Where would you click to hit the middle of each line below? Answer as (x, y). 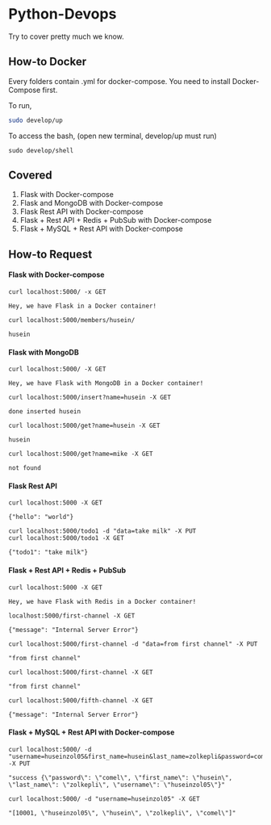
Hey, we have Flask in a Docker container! (83, 306)
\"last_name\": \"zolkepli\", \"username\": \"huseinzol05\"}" (117, 785)
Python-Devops (63, 14)
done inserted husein (45, 412)
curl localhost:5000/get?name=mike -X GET (81, 454)
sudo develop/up (35, 120)
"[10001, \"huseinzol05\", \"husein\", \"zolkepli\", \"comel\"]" (122, 813)
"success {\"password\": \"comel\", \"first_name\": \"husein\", (120, 777)
